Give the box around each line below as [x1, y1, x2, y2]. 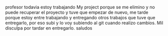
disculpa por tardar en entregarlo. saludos [5, 25, 93, 31]
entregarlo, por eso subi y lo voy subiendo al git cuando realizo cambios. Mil [5, 20, 163, 26]
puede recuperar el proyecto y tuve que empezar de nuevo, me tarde [5, 9, 148, 15]
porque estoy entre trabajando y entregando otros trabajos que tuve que [5, 15, 156, 20]
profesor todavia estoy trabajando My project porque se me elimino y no [5, 4, 155, 10]
